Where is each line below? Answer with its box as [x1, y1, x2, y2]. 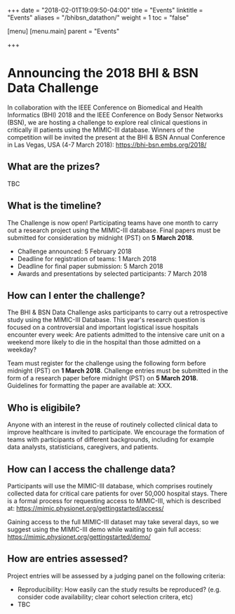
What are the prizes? [7, 161, 100, 173]
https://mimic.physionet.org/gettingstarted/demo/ [7, 533, 151, 541]
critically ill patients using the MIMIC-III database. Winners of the [7, 126, 194, 134]
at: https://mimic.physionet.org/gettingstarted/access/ [7, 505, 164, 512]
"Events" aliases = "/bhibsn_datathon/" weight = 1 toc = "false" [7, 13, 189, 22]
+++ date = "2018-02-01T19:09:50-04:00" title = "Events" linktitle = [7, 6, 203, 14]
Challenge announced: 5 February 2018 [17, 247, 132, 255]
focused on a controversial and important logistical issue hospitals [7, 323, 199, 332]
